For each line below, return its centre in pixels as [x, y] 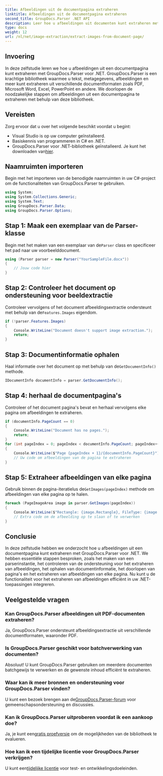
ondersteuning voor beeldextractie [59, 295]
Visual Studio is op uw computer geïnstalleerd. [58, 136]
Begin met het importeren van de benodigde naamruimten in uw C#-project [80, 178]
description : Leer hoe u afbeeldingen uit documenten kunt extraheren [78, 23]
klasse [15, 234]
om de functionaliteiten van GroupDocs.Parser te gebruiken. [65, 184]
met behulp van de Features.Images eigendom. [51, 312]
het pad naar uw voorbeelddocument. [43, 250]
